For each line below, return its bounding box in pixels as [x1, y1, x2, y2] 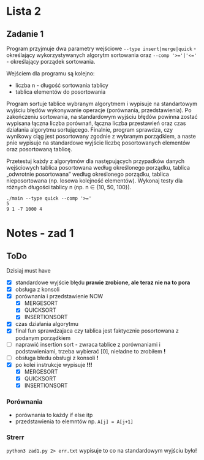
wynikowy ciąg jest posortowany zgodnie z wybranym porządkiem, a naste [6, 133, 196, 140]
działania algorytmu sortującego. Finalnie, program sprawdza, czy [6, 126, 173, 133]
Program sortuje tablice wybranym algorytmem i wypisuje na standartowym [6, 100, 198, 107]
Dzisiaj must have [6, 267, 51, 274]
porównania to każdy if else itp [15, 412, 93, 419]
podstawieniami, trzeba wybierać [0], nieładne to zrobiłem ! [15, 347, 166, 355]
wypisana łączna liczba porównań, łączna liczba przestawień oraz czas [6, 119, 186, 127]
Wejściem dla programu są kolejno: [6, 70, 95, 77]
